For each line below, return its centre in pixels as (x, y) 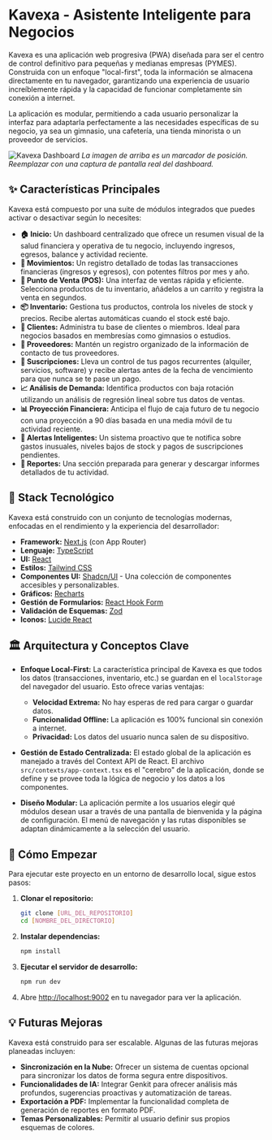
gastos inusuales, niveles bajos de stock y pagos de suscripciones (132, 446)
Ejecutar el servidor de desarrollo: (79, 967)
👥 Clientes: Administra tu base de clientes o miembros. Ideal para (130, 327)
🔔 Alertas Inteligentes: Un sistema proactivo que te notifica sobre (131, 437)
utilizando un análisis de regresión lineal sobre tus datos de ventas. (132, 399)
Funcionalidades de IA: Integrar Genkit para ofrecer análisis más (129, 1084)
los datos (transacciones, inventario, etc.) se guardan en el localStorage (141, 678)
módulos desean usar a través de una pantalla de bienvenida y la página (141, 812)
